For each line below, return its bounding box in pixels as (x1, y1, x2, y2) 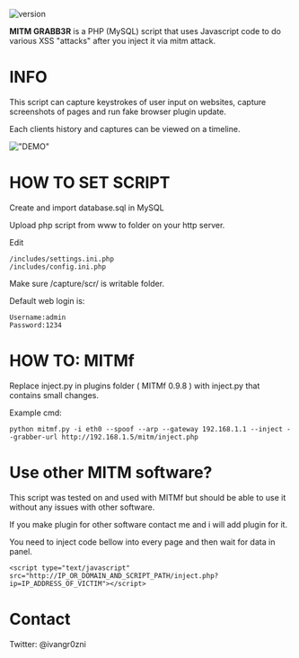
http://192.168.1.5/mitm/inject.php (61, 432, 199, 441)
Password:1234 (9, 320, 63, 330)
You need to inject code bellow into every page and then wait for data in (9, 536, 276, 547)
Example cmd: (9, 407, 63, 418)
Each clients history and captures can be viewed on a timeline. (9, 123, 241, 134)
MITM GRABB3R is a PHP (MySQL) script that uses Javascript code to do (9, 26, 281, 36)
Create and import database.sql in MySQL (9, 202, 164, 213)
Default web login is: (9, 295, 85, 306)
